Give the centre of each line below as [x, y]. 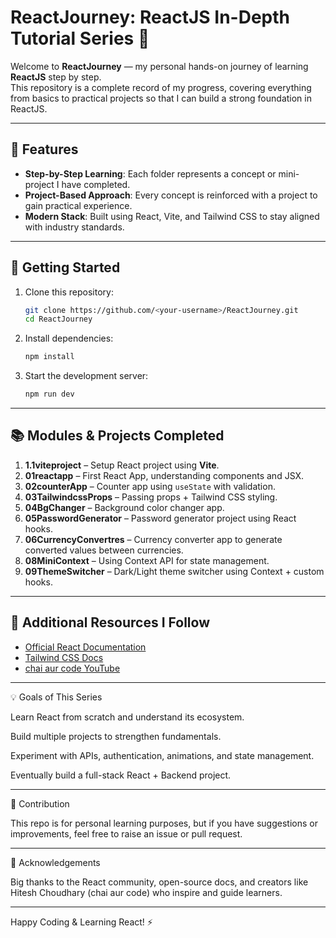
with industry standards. [74, 227]
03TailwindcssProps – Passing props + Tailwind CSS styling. [151, 497]
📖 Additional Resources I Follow [110, 622]
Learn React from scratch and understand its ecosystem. [127, 717]
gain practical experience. [78, 205]
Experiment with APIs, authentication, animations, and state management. [162, 755]
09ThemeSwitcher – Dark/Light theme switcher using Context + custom [174, 571]
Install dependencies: [69, 338]
